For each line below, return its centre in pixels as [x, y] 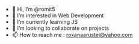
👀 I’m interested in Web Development [58, 15]
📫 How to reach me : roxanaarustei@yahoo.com [72, 35]
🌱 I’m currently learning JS [45, 22]
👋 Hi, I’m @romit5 [33, 9]
